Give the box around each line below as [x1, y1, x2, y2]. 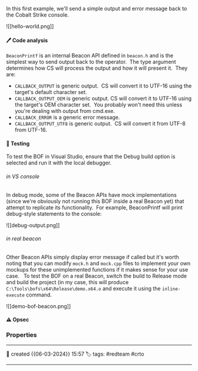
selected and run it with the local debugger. [6, 159, 112, 166]
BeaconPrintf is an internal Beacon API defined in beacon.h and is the [6, 52, 174, 59]
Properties [6, 331, 37, 339]
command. [26, 291, 52, 298]
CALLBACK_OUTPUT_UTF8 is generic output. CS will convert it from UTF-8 [14, 120, 186, 127]
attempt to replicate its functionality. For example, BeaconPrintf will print [6, 204, 183, 211]
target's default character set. [14, 89, 87, 96]
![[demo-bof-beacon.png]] [6, 302, 71, 309]
